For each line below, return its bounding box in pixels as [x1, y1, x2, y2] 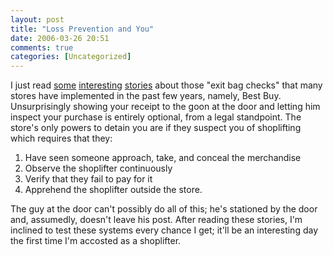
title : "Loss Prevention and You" [10, 24, 155, 34]
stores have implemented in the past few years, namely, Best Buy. [10, 90, 282, 102]
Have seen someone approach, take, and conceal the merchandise [24, 152, 302, 164]
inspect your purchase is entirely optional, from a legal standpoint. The [10, 111, 302, 123]
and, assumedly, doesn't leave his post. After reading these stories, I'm [10, 214, 303, 226]
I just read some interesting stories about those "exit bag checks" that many [10, 79, 323, 91]
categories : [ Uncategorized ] [10, 52, 132, 62]
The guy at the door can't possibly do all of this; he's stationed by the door [10, 203, 318, 215]
